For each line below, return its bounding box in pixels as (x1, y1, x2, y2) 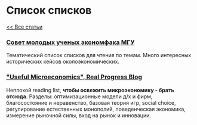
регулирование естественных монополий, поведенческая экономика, (6, 105, 186, 112)
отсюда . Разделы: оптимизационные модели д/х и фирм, (6, 93, 153, 100)
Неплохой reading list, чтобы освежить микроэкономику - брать (6, 86, 174, 93)
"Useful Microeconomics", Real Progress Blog (6, 73, 142, 81)
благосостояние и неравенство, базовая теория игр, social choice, (6, 99, 176, 106)
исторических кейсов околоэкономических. (6, 58, 120, 65)
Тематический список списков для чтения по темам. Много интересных (6, 52, 192, 59)
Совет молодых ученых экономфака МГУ (6, 38, 135, 46)
